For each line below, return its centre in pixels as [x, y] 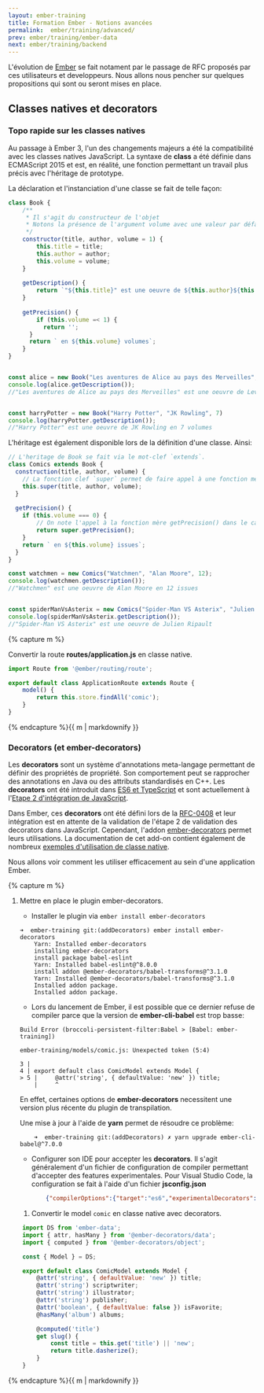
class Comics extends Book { [56, 465]
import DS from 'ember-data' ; [72, 1228]
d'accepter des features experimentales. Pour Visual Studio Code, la [142, 1176]
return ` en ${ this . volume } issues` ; [84, 545]
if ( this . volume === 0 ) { [65, 516]
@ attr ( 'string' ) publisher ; [82, 1300]
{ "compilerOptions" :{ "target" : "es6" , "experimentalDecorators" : [151, 1199]
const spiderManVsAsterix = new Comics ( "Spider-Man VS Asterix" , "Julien [132, 610]
